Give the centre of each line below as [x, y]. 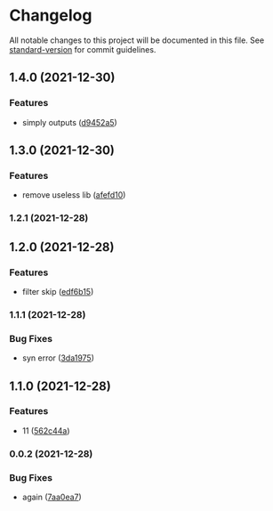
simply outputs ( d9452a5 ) [69, 122]
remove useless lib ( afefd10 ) [74, 195]
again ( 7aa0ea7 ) [52, 497]
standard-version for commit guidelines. [83, 49]
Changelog [51, 16]
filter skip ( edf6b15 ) [58, 291]
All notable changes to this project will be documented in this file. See [137, 40]
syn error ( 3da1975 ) [58, 358]
